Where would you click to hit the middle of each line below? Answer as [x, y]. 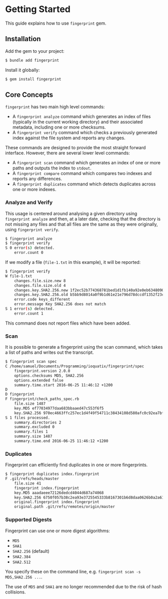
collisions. [15, 592]
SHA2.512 [21, 562]
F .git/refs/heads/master [32, 479]
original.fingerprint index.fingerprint [57, 502]
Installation [23, 39]
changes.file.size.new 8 [40, 281]
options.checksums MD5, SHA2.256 [49, 375]
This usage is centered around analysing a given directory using [71, 213]
